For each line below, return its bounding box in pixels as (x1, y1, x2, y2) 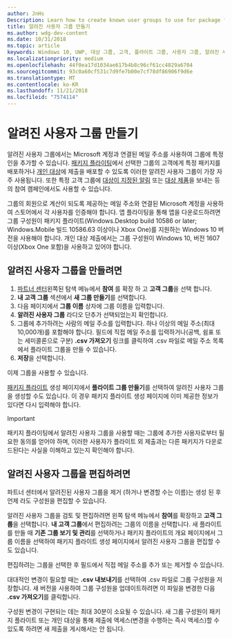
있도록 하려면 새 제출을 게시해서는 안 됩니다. (7, 624, 126, 633)
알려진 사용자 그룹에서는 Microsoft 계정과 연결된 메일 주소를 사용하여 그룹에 (7, 150, 211, 158)
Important (7, 414, 35, 422)
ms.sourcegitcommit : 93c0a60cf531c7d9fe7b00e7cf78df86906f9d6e (7, 68, 193, 75)
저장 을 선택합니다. (17, 354, 66, 362)
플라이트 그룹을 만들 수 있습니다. (30, 345, 117, 353)
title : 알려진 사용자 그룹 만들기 (7, 23, 90, 30)
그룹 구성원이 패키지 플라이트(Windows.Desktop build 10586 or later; (7, 216, 197, 225)
